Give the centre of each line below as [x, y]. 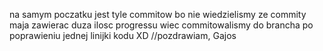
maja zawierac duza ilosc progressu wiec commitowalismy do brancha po [161, 25]
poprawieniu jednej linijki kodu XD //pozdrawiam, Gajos [123, 35]
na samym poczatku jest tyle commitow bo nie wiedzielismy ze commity [158, 14]
